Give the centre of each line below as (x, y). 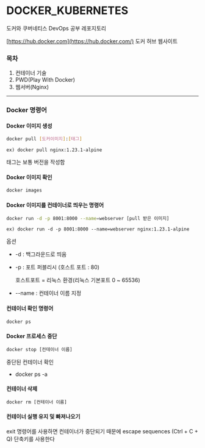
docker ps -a (31, 374)
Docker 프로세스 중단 (32, 336)
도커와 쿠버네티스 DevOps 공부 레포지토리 (56, 28)
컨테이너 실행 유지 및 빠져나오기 (43, 417)
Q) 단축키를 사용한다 (31, 439)
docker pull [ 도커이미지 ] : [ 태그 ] (44, 139)
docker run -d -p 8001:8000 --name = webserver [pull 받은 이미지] (88, 218)
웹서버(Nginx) (32, 87)
